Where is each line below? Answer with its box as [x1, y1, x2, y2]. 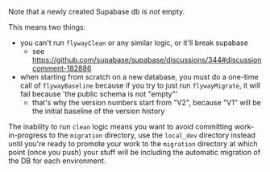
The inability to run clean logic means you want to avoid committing [8, 122, 233, 131]
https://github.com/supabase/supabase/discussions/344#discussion [31, 55, 262, 64]
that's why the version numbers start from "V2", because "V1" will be [31, 98, 262, 107]
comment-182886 [31, 63, 92, 73]
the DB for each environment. [8, 156, 106, 166]
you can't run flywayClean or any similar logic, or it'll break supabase [19, 38, 248, 47]
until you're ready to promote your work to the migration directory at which [8, 139, 258, 148]
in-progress [8, 130, 48, 140]
